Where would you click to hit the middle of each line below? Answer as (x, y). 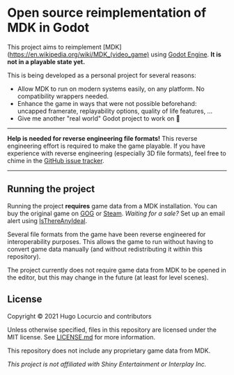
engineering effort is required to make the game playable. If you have (106, 146)
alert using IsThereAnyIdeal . (47, 220)
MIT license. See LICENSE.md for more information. (81, 337)
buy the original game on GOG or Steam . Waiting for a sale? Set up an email (116, 213)
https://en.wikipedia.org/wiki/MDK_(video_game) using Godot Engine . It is (115, 54)
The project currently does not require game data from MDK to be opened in (117, 270)
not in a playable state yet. (46, 61)
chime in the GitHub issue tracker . (56, 160)
